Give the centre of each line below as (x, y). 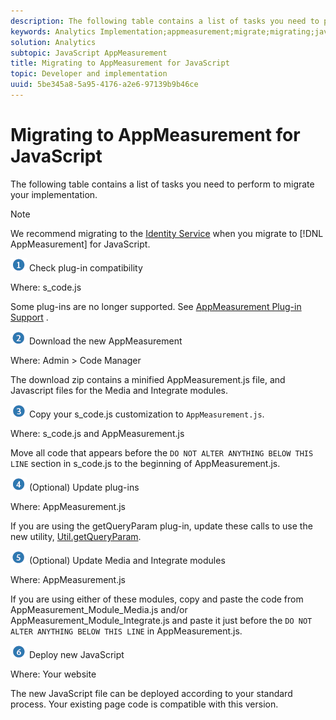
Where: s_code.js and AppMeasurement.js (97, 433)
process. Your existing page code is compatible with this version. (144, 704)
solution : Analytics (53, 42)
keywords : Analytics (53, 31)
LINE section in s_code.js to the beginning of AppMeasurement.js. (145, 463)
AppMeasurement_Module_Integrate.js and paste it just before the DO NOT (161, 620)
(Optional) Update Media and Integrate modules (127, 560)
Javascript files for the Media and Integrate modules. (119, 390)
